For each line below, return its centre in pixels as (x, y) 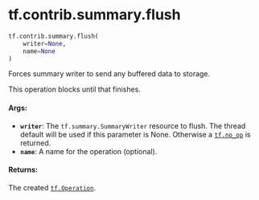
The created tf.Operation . (52, 187)
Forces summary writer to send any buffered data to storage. (109, 74)
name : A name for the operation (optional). (88, 151)
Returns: (23, 169)
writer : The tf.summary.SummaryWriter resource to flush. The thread (133, 125)
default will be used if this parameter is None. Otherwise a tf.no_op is (135, 134)
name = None (39, 51)
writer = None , (45, 43)
